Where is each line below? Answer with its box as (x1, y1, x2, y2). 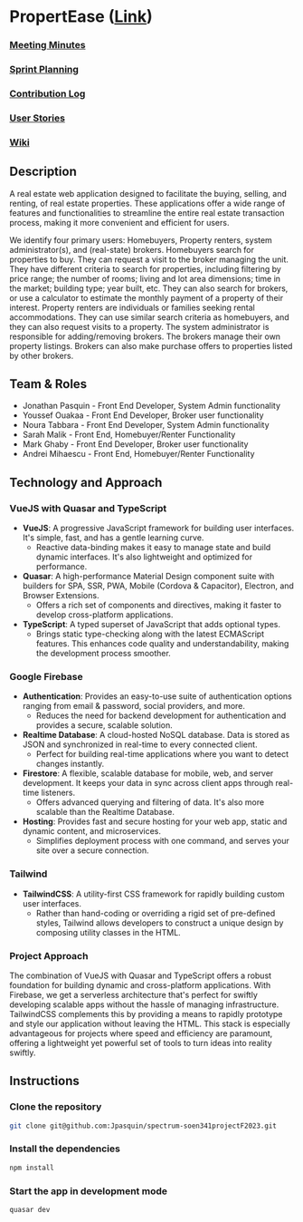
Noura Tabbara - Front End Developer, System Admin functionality (22, 420, 270, 431)
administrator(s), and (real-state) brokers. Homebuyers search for (9, 244, 255, 255)
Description (9, 164, 77, 179)
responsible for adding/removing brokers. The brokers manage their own (9, 331, 281, 342)
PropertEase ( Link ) (9, 6, 154, 27)
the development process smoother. (35, 648, 172, 659)
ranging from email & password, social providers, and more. (22, 701, 246, 712)
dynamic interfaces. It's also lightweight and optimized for (35, 551, 253, 563)
